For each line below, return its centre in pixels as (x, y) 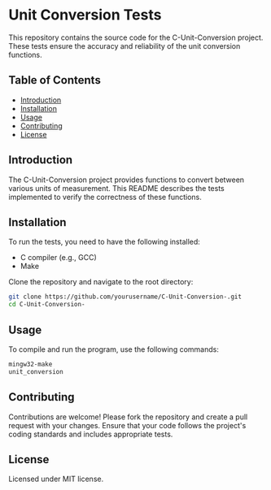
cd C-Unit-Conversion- (47, 305)
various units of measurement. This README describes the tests (117, 188)
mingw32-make (31, 364)
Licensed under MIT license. (56, 479)
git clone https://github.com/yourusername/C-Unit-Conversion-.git (125, 297)
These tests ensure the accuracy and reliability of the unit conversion (125, 46)
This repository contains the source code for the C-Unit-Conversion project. (136, 37)
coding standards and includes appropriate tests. (91, 434)
